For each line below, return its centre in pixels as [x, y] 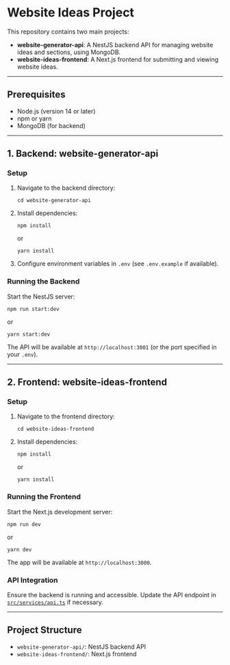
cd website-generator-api [54, 201]
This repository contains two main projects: [68, 32]
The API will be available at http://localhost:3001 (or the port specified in [112, 347]
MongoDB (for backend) [51, 125]
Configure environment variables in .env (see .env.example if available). [118, 264]
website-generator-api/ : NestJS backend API [81, 647]
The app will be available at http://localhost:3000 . [79, 562]
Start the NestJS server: [41, 297]
